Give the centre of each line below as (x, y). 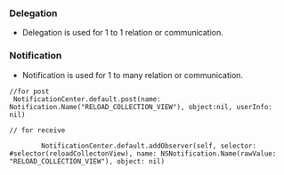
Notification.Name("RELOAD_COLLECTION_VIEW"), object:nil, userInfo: (141, 107)
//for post (29, 91)
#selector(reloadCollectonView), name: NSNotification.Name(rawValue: (143, 154)
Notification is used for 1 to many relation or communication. (132, 75)
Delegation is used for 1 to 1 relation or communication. (123, 33)
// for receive (37, 130)
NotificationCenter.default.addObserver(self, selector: (149, 146)
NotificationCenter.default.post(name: (87, 99)
